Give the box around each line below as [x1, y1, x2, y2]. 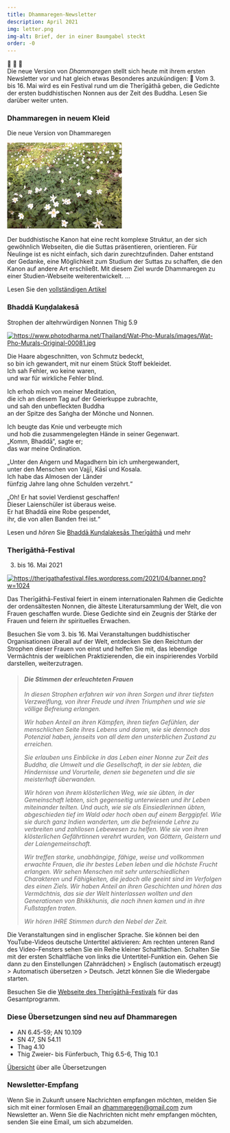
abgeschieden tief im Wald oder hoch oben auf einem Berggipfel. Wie [23, 811, 222, 819]
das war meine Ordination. [7, 444, 82, 453]
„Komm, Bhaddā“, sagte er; [7, 437, 84, 445]
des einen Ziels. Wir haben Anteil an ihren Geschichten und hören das [23, 882, 222, 890]
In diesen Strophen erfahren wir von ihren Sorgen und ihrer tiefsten [23, 691, 214, 699]
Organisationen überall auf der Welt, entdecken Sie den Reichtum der [7, 638, 204, 646]
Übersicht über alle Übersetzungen [7, 1063, 106, 1071]
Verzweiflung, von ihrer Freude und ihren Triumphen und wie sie [23, 697, 206, 706]
